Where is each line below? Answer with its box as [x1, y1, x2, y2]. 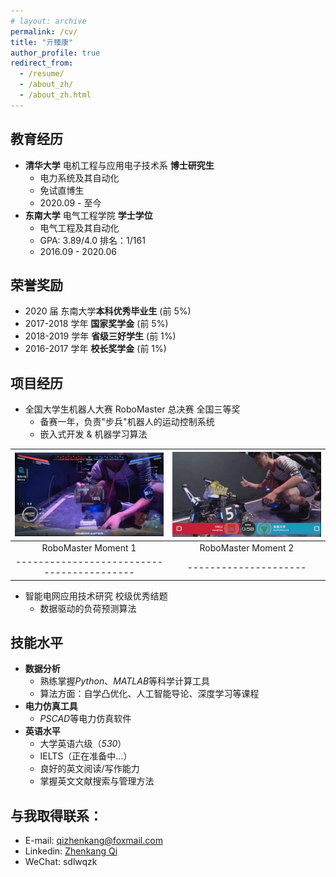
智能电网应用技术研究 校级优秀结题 [24, 590, 168, 602]
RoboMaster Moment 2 [199, 541, 295, 554]
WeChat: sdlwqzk [24, 856, 98, 868]
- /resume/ [19, 69, 65, 79]
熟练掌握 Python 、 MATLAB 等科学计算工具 [39, 675, 211, 687]
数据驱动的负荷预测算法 [39, 602, 137, 614]
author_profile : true [10, 48, 101, 58]
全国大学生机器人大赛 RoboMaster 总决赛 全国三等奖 [24, 403, 241, 415]
